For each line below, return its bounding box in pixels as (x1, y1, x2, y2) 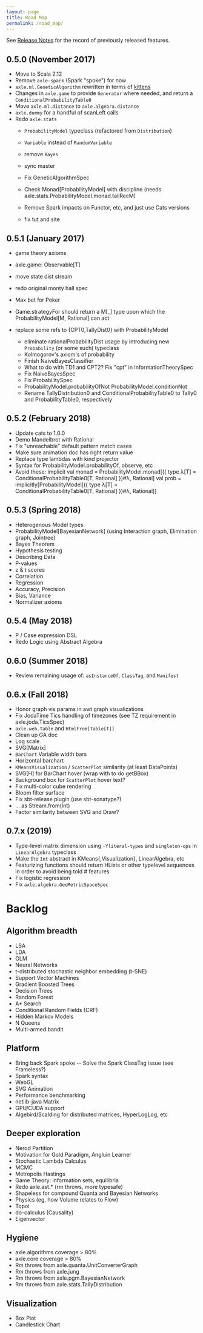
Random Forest (15, 993, 53, 1001)
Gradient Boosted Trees (15, 981, 75, 988)
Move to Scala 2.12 (15, 70, 62, 78)
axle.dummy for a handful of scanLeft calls (15, 109, 119, 116)
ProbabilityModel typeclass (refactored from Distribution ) (24, 127, 173, 134)
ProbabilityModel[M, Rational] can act (15, 314, 110, 322)
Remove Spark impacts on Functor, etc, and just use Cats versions (24, 204, 190, 211)
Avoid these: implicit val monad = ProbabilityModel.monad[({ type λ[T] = (15, 468, 197, 475)
